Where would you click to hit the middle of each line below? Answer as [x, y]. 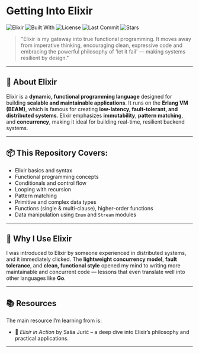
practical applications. [42, 338]
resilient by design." [45, 58]
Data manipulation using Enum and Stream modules [76, 215]
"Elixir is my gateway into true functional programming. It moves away [106, 39]
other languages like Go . [36, 278]
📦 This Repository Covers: [57, 153]
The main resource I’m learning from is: [54, 321]
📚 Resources [31, 303]
